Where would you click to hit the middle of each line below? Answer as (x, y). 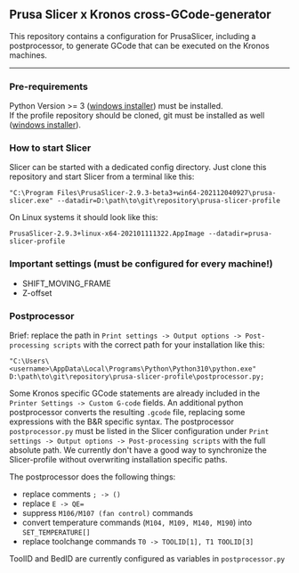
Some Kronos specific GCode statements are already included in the (135, 393)
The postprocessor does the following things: (93, 477)
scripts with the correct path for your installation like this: (159, 345)
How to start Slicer (50, 148)
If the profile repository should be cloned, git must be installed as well (137, 116)
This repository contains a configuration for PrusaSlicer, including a (133, 36)
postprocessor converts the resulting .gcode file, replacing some (127, 412)
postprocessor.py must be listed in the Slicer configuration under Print (139, 431)
